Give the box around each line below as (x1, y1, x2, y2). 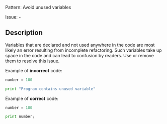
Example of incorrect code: (5, 67, 63, 73)
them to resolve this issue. (5, 58, 60, 64)
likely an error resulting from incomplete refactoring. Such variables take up (5, 47, 162, 53)
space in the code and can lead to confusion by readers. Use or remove (5, 52, 154, 58)
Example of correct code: (5, 95, 59, 101)
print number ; (5, 114, 35, 119)
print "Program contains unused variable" (5, 86, 96, 91)
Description (5, 29, 43, 37)
